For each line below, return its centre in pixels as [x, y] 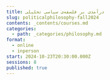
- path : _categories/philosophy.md [57, 34]
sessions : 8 [21, 62]
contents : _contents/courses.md [47, 23]
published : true [27, 68]
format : [16, 40]
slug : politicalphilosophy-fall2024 [53, 17]
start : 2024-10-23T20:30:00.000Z [49, 57]
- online [23, 46]
